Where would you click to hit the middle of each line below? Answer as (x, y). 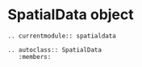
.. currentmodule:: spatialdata (62, 36)
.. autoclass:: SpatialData (55, 49)
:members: (35, 57)
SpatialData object (71, 15)
